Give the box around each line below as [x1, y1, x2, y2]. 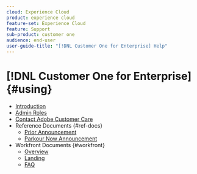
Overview [24, 148, 49, 155]
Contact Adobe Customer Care [15, 115, 93, 123]
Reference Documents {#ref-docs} [15, 121, 103, 129]
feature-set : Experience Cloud [6, 20, 86, 26]
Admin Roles [15, 109, 48, 116]
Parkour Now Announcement [24, 135, 98, 142]
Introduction [15, 102, 46, 110]
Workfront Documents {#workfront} [15, 141, 106, 148]
